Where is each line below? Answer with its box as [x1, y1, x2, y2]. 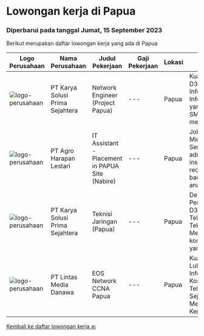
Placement [92, 154, 123, 163]
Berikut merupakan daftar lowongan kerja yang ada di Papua [6, 40, 158, 47]
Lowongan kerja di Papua [6, 4, 136, 18]
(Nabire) [92, 177, 117, 186]
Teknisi [92, 210, 112, 219]
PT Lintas [50, 273, 78, 281]
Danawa [50, 288, 75, 296]
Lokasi [163, 58, 184, 66]
